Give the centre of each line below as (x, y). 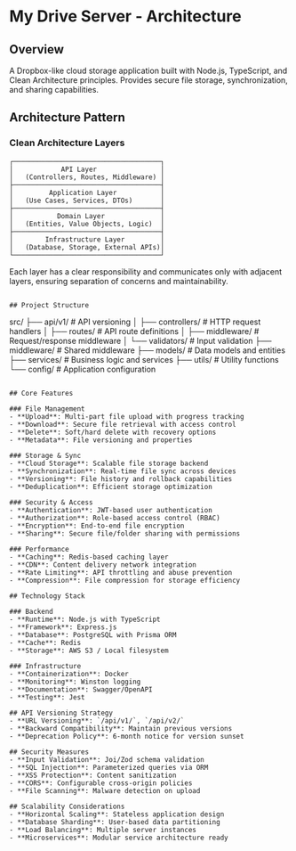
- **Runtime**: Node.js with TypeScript (85, 619)
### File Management (48, 409)
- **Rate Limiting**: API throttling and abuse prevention (121, 572)
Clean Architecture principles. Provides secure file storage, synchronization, (149, 80)
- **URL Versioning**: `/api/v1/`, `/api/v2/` (97, 720)
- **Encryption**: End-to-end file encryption (97, 526)
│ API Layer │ (87, 169)
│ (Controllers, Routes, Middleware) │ (87, 177)
